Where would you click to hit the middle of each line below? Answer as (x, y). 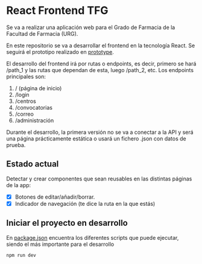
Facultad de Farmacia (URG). (42, 33)
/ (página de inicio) (38, 88)
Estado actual (33, 164)
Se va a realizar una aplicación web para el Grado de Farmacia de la (91, 27)
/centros (25, 101)
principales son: (26, 76)
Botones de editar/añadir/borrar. (55, 197)
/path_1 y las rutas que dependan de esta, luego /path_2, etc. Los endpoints (100, 70)
